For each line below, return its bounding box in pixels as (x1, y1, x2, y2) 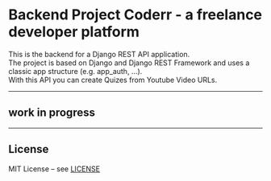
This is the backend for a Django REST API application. (8, 49, 190, 59)
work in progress (8, 106, 95, 120)
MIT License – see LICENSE (8, 163, 101, 174)
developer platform (8, 23, 140, 41)
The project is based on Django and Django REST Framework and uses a (8, 58, 250, 68)
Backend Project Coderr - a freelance (8, 6, 263, 24)
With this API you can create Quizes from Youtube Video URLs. (8, 75, 218, 84)
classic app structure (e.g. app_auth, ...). (8, 66, 143, 76)
